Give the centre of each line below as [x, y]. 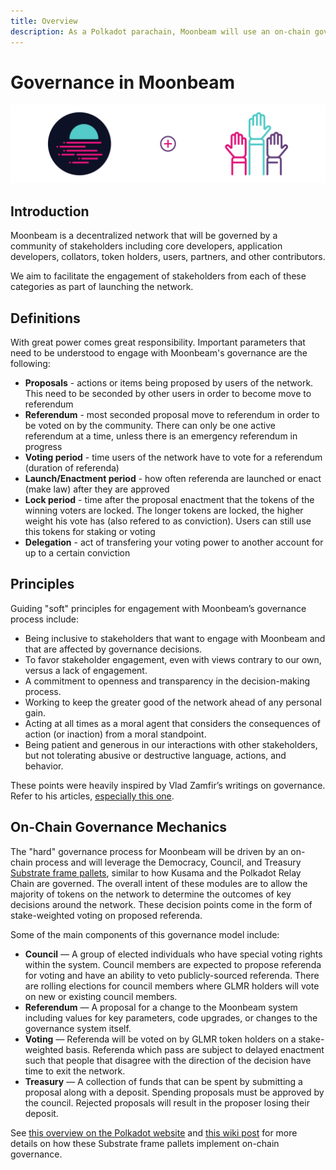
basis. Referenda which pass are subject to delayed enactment [195, 1049]
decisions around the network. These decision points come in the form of [161, 904]
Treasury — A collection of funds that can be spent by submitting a [163, 1081]
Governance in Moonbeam [123, 82]
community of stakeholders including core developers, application [146, 246]
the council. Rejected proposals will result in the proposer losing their [167, 1102]
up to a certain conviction [77, 553]
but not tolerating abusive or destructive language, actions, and [155, 755]
